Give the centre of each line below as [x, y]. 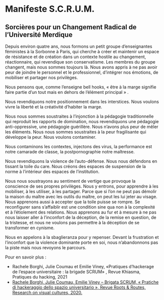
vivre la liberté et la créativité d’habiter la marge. [54, 107]
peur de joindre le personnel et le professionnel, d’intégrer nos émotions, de [82, 72]
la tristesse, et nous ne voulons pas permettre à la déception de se [72, 223]
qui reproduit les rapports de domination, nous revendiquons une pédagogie [82, 121]
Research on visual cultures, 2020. [47, 292]
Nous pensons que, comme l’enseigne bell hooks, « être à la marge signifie [81, 87]
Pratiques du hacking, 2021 [40, 277]
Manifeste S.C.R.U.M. [50, 9]
